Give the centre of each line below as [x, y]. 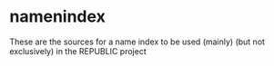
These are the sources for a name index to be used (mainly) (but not [137, 42]
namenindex [58, 17]
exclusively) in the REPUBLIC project [78, 51]
